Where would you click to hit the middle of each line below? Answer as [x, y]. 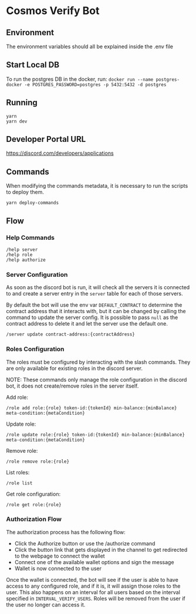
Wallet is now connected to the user [58, 568]
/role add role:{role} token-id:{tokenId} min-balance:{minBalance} [92, 408]
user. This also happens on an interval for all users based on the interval [93, 592]
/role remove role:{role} [38, 462]
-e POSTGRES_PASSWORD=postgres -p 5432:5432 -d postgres [95, 84]
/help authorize [26, 260]
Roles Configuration [35, 349]
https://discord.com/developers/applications [60, 153]
